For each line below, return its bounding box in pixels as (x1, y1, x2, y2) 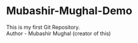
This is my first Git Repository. (6, 24, 81, 31)
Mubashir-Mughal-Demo (6, 4, 133, 18)
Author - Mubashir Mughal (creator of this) (6, 29, 111, 37)
